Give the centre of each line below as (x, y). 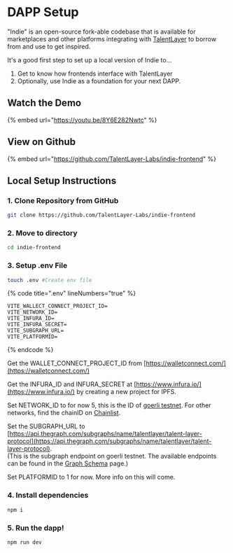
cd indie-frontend (34, 248)
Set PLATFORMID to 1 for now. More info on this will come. (91, 477)
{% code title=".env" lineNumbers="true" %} (72, 293)
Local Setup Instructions (62, 180)
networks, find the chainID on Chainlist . (64, 413)
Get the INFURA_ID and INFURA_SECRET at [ (72, 384)
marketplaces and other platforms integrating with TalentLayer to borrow (112, 38)
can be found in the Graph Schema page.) (68, 463)
